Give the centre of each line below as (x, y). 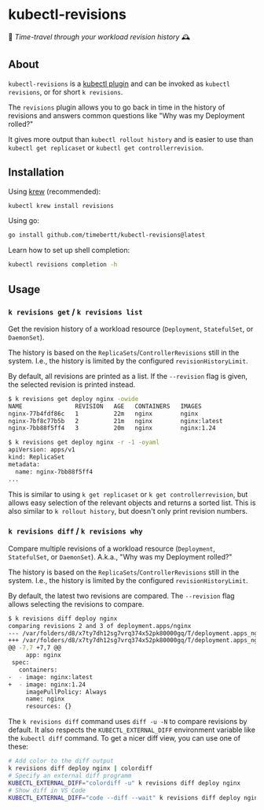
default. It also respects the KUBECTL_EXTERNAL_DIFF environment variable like (132, 730)
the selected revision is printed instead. (72, 385)
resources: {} (49, 707)
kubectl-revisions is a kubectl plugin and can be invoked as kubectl (119, 84)
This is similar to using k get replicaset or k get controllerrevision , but (128, 494)
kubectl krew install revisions (61, 206)
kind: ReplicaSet (37, 457)
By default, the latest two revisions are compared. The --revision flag (121, 596)
